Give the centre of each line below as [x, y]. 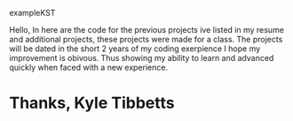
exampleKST [32, 13]
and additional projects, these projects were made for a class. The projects [146, 39]
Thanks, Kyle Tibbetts [92, 103]
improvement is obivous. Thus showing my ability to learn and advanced [142, 58]
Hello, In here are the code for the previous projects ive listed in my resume [146, 30]
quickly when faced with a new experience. [89, 67]
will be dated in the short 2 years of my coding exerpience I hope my [135, 49]
